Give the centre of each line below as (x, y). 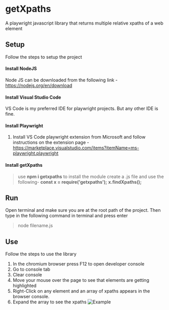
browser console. (31, 297)
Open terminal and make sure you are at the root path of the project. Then (83, 210)
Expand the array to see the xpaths (50, 302)
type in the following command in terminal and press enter (67, 216)
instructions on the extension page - (51, 142)
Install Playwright (24, 125)
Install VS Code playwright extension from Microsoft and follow (79, 137)
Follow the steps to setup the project (44, 57)
